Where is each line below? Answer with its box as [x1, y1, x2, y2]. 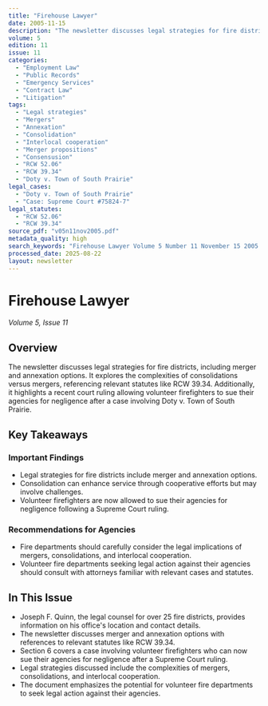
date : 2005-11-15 [8, 19, 66, 27]
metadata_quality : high [8, 235, 88, 243]
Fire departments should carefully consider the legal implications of [19, 542, 242, 552]
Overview [8, 341, 58, 354]
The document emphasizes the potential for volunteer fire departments [19, 680, 254, 690]
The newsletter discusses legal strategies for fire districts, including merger [8, 362, 257, 372]
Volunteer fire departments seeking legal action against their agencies [19, 559, 251, 568]
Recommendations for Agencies [8, 524, 136, 535]
